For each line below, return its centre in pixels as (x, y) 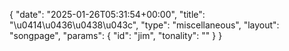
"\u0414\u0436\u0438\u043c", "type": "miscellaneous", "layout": (144, 25)
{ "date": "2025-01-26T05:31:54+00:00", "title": (107, 14)
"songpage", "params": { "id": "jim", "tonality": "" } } (116, 35)
